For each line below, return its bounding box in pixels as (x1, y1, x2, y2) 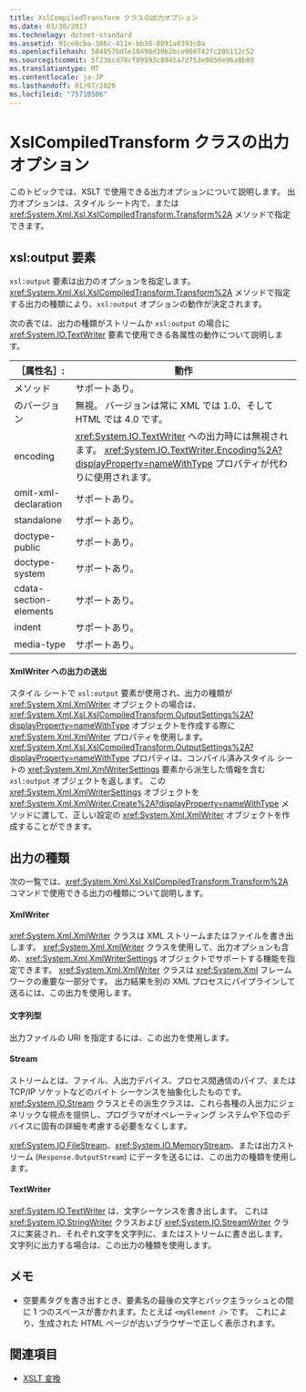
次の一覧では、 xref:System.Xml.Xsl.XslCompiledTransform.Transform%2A (9, 876, 289, 887)
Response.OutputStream (37, 1152, 125, 1162)
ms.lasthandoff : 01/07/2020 (9, 81, 117, 90)
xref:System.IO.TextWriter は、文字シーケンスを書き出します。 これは (9, 1205, 269, 1217)
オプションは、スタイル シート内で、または (16, 198, 179, 209)
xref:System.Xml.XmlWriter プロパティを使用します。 (9, 731, 208, 743)
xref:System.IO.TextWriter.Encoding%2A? (104, 444, 282, 457)
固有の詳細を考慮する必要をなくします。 (40, 1120, 193, 1131)
